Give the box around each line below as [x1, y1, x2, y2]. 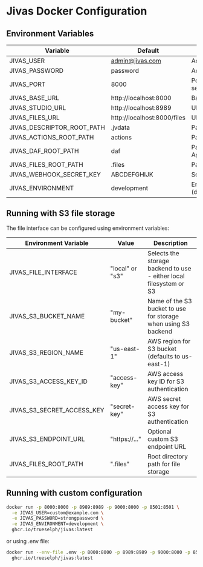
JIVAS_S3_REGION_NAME [9, 348, 83, 357]
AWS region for [147, 337, 191, 345]
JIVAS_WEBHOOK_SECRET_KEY [9, 170, 101, 178]
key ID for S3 [147, 377, 184, 386]
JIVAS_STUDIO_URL [9, 104, 66, 112]
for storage [147, 312, 179, 320]
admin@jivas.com [111, 56, 161, 65]
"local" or [110, 264, 137, 272]
